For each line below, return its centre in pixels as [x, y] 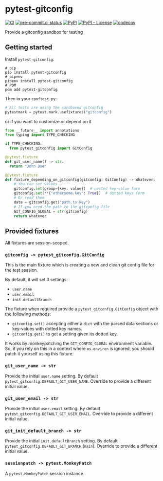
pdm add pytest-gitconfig [31, 89]
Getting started [29, 47]
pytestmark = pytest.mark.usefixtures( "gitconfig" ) [58, 112]
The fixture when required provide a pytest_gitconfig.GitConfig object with [82, 309]
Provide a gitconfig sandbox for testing [44, 32]
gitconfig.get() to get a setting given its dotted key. [65, 334]
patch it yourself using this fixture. [39, 354]
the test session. [21, 270]
